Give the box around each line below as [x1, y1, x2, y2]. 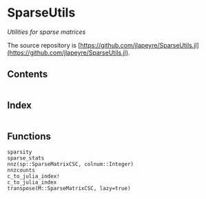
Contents [7, 68, 48, 80]
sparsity [7, 149, 32, 156]
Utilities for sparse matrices [7, 28, 86, 36]
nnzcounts [7, 167, 36, 174]
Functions [7, 130, 52, 142]
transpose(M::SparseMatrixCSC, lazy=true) [7, 185, 131, 192]
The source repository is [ [7, 41, 81, 49]
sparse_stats [7, 155, 45, 162]
